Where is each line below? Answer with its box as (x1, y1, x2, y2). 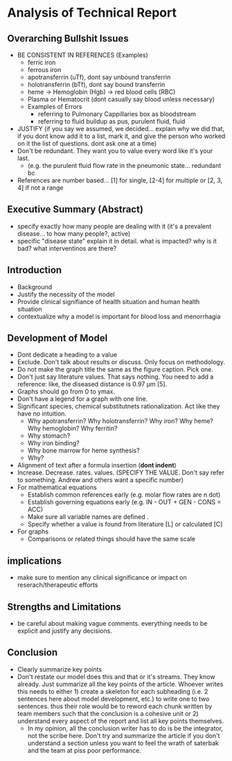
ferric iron (27, 58, 56, 67)
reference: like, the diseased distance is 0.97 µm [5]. (17, 380, 168, 388)
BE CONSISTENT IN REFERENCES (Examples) (17, 51, 149, 59)
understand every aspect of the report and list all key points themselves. (17, 717, 224, 725)
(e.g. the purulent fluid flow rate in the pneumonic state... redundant (27, 162, 222, 169)
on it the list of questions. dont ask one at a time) (17, 139, 157, 147)
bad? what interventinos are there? (17, 244, 117, 253)
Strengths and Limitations (7, 601, 121, 613)
